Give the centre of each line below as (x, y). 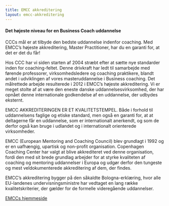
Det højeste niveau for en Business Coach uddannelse (63, 31)
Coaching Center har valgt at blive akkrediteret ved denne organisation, (79, 151)
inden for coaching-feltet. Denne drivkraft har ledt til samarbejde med (78, 68)
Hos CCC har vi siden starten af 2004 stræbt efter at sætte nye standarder (83, 62)
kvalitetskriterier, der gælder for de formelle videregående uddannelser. (79, 188)
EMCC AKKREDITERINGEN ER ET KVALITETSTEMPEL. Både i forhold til (79, 110)
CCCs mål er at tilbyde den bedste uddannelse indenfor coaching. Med (79, 42)
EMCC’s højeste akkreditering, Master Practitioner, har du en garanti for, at (82, 47)
